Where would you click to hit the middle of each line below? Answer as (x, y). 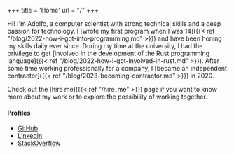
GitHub (28, 128)
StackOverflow (39, 143)
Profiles (19, 113)
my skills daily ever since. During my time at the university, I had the (105, 46)
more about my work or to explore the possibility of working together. (108, 97)
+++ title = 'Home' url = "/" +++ (53, 10)
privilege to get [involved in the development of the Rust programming (109, 53)
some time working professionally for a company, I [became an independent (117, 68)
